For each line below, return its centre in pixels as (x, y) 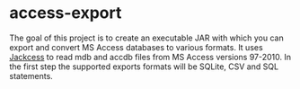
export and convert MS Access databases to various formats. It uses (136, 47)
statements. (31, 76)
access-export (66, 13)
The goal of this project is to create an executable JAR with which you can (147, 38)
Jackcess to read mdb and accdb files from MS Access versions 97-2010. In (150, 57)
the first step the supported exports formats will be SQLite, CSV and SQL (144, 67)
